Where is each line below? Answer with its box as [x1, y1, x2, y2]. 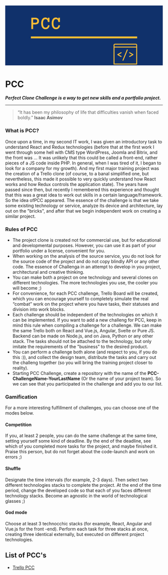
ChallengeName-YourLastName [12, 375, 80, 381]
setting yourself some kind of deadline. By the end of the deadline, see [5, 438, 151, 444]
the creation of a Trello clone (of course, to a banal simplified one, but [5, 170, 149, 176]
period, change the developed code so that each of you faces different [5, 487, 151, 493]
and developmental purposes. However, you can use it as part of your [12, 242, 156, 248]
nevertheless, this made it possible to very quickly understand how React [5, 176, 156, 182]
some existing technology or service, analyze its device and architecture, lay [5, 203, 163, 209]
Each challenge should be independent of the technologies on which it [12, 311, 158, 317]
